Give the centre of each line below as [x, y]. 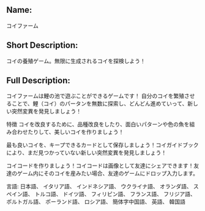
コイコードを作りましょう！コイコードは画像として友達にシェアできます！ [100, 166]
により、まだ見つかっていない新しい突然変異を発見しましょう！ [87, 153]
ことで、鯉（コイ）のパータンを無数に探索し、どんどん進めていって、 [99, 104]
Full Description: [38, 81]
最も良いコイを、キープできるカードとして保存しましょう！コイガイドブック [102, 145]
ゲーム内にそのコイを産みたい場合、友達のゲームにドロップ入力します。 [108, 174]
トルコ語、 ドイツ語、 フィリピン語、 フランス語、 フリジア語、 [115, 194]
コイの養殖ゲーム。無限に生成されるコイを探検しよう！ [76, 61]
